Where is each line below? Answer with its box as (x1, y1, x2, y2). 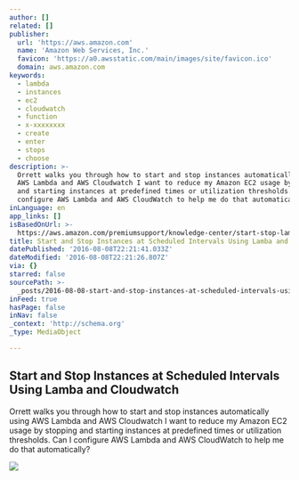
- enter (17, 137, 46, 146)
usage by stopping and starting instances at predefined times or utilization (9, 425, 282, 435)
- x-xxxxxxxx (17, 121, 66, 130)
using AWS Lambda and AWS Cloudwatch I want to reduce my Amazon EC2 (9, 415, 287, 426)
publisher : (9, 29, 50, 38)
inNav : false (9, 311, 58, 321)
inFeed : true (9, 295, 58, 304)
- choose (17, 153, 50, 163)
